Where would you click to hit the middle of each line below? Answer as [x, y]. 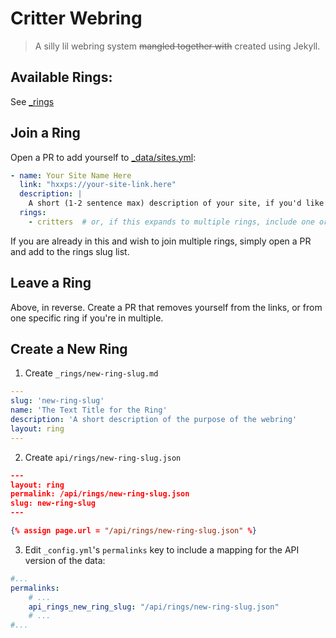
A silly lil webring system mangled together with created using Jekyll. [177, 46]
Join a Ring [45, 133]
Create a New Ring [69, 349]
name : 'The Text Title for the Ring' [89, 410]
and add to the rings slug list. [70, 251]
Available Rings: [61, 77]
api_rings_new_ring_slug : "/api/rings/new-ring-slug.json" [154, 607]
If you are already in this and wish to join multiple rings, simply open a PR [161, 241]
